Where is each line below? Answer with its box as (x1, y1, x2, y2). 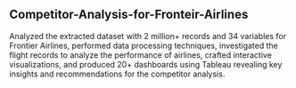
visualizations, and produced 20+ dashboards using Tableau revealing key (9, 59, 283, 69)
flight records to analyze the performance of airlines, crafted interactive (9, 49, 272, 60)
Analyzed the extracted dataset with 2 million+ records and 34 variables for (9, 30, 287, 41)
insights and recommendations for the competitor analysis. (9, 68, 226, 79)
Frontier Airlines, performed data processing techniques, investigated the (9, 40, 278, 51)
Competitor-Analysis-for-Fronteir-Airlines (9, 7, 249, 22)
